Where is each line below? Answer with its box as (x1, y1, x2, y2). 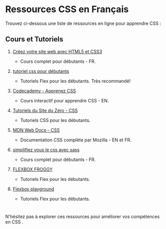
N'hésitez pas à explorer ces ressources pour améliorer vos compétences (5, 213, 160, 219)
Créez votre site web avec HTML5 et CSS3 (12, 48, 103, 54)
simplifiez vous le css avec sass (12, 146, 80, 152)
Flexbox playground (12, 186, 54, 192)
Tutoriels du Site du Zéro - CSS (12, 107, 78, 113)
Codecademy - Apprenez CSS (12, 88, 76, 94)
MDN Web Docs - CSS (12, 127, 60, 133)
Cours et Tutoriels (5, 35, 63, 44)
